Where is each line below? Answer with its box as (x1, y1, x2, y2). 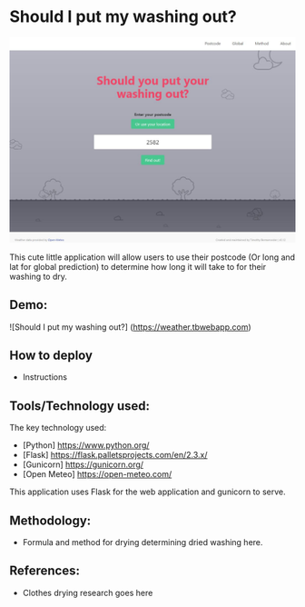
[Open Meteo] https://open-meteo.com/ (22, 469, 172, 480)
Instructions (22, 372, 68, 383)
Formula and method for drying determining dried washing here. (22, 536, 263, 547)
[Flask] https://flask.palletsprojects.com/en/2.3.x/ (22, 450, 208, 461)
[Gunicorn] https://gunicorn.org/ (22, 459, 143, 470)
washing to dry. (9, 271, 68, 282)
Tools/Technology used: (9, 398, 151, 413)
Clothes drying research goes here (22, 587, 153, 598)
